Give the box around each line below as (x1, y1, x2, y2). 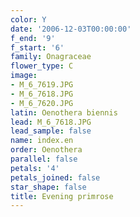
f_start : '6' (10, 42, 65, 53)
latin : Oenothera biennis (10, 107, 118, 118)
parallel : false (10, 154, 78, 164)
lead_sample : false (10, 126, 92, 136)
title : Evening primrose (10, 191, 114, 201)
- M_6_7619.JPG (10, 80, 74, 90)
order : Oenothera (10, 145, 83, 155)
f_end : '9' (10, 33, 56, 43)
